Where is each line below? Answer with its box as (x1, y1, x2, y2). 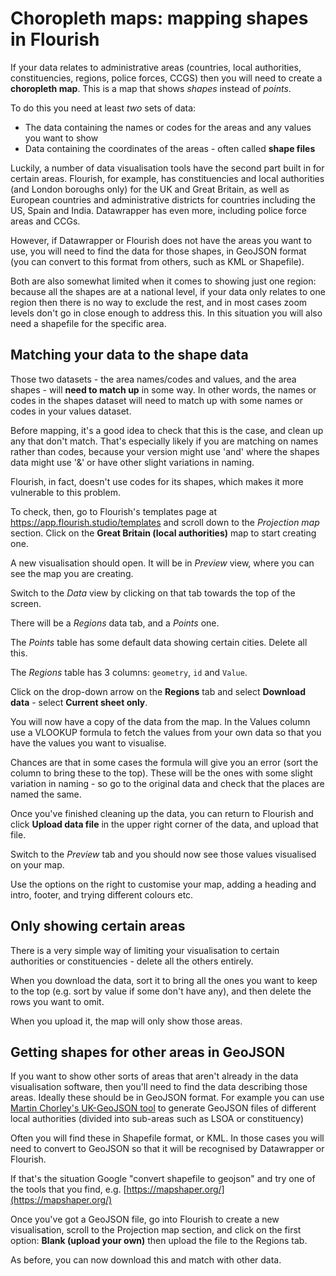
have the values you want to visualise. (10, 737, 167, 749)
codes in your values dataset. (10, 405, 132, 417)
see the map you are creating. (10, 567, 134, 579)
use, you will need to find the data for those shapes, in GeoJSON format (10, 245, 307, 257)
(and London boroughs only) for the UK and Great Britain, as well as (10, 183, 290, 195)
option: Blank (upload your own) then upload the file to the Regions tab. (10, 1235, 308, 1247)
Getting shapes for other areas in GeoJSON (10, 1043, 285, 1061)
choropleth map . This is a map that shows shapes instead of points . (10, 82, 292, 94)
